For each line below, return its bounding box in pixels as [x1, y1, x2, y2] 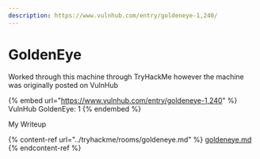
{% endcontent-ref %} [8, 143, 82, 153]
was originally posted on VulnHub [8, 80, 119, 89]
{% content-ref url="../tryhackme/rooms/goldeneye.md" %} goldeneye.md [8, 134, 252, 144]
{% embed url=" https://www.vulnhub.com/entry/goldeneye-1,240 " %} [8, 96, 238, 105]
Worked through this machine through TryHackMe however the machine [8, 72, 244, 81]
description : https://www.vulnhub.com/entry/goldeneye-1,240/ [8, 11, 218, 20]
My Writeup [8, 119, 47, 129]
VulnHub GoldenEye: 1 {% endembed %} [8, 104, 141, 113]
